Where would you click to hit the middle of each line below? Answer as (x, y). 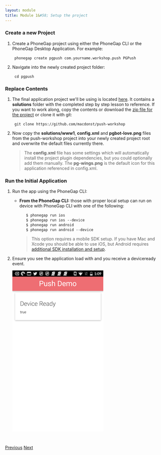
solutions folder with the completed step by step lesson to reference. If (83, 105)
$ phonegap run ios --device (55, 220)
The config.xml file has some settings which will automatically (87, 153)
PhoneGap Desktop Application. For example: (57, 48)
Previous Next (19, 448)
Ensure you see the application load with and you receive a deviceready (84, 259)
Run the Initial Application (36, 181)
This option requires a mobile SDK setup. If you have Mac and (93, 239)
